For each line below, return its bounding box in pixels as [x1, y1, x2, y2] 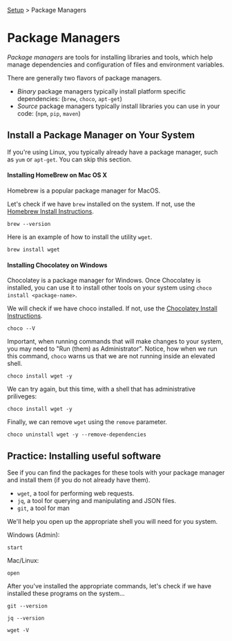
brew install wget [7, 246, 60, 253]
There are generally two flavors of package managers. [7, 73, 162, 82]
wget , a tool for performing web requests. [17, 489, 135, 498]
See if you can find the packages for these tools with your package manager [7, 468, 225, 477]
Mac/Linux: [7, 556, 39, 564]
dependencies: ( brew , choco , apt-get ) [17, 94, 123, 103]
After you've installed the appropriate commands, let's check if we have [7, 581, 212, 590]
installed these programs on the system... [7, 589, 126, 597]
